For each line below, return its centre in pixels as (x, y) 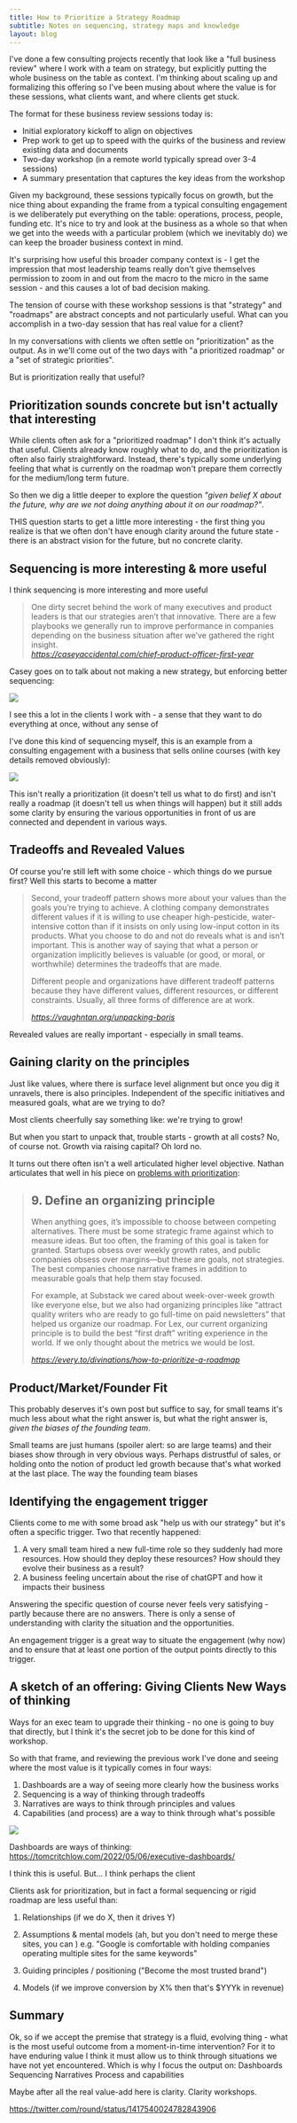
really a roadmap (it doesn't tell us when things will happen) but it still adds (146, 803)
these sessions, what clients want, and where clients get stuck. (125, 97)
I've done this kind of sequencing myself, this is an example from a (131, 741)
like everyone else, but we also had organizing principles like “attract (156, 1305)
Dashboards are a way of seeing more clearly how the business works (150, 1784)
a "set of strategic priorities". (62, 360)
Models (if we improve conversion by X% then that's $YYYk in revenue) (153, 1987)
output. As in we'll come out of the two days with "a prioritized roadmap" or (147, 350)
